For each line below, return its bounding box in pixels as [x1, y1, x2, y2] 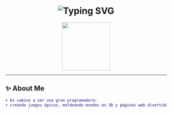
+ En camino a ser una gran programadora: [5, 98, 97, 103]
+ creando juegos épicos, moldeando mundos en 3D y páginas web [5, 102, 145, 107]
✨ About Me [5, 84, 45, 93]
